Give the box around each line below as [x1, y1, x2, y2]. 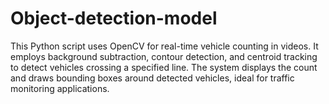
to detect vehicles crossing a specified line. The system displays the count [10, 61, 318, 73]
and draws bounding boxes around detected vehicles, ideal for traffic [10, 72, 295, 84]
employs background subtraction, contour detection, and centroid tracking [10, 50, 318, 62]
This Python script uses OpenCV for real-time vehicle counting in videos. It [10, 40, 319, 52]
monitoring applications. [10, 82, 110, 94]
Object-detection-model [10, 7, 218, 30]
